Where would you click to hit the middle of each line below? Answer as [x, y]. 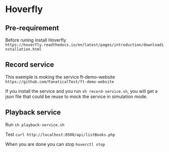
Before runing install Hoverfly [36, 40]
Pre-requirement [32, 28]
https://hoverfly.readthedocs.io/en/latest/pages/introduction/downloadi [85, 45]
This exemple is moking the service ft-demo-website [60, 77]
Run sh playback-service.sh [35, 124]
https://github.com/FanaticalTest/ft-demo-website [60, 82]
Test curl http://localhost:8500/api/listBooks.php [60, 134]
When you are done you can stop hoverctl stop [55, 144]
